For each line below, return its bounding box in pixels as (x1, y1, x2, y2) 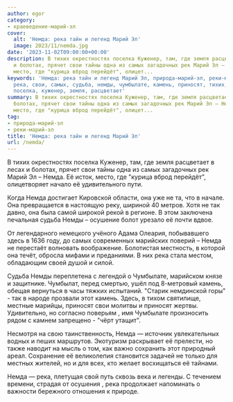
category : (7, 17, 36, 24)
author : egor (7, 10, 45, 17)
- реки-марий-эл (7, 126, 54, 133)
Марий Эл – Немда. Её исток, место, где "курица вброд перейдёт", (7, 173, 207, 181)
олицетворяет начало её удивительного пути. (7, 180, 144, 189)
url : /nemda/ (7, 139, 45, 146)
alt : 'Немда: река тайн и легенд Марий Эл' (13, 36, 141, 43)
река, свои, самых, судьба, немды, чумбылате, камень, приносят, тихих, (13, 81, 228, 88)
